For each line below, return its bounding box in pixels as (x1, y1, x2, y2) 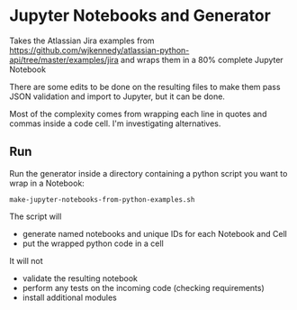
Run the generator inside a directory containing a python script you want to (9, 168, 288, 178)
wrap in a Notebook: (9, 178, 85, 188)
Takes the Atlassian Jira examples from (9, 35, 155, 46)
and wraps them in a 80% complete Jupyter (120, 54, 283, 65)
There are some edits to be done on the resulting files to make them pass (9, 81, 281, 92)
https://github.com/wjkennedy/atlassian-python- (9, 44, 190, 55)
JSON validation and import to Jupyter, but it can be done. (9, 91, 225, 102)
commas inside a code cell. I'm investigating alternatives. (9, 118, 221, 129)
